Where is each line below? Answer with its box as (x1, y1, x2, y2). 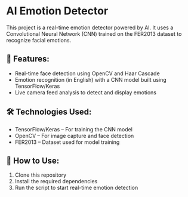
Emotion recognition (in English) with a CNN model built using (14, 76, 167, 83)
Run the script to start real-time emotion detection (14, 184, 138, 192)
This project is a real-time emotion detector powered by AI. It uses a (6, 24, 174, 31)
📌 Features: (6, 54, 50, 64)
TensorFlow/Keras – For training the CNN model (14, 125, 133, 133)
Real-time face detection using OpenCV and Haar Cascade (14, 70, 160, 77)
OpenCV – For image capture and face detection (14, 132, 134, 139)
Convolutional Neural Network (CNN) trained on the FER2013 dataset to (6, 30, 182, 37)
